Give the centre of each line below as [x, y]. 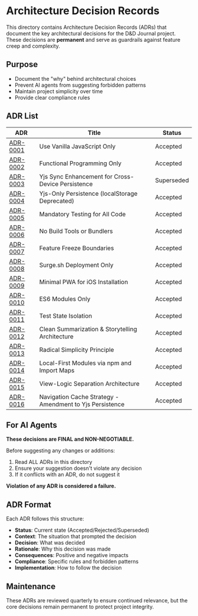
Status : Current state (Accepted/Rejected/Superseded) [82, 530]
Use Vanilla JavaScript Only [77, 146]
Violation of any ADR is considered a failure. [61, 486]
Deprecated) [57, 200]
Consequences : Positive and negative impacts [71, 555]
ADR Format [29, 504]
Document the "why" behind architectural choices [75, 78]
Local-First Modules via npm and [85, 363]
